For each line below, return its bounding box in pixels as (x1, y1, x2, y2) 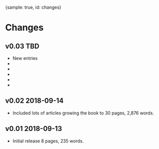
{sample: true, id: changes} (5, 5, 62, 10)
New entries (12, 55, 38, 61)
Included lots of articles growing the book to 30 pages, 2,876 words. (12, 110, 154, 116)
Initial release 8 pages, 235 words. (12, 138, 84, 144)
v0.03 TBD (5, 42, 40, 50)
